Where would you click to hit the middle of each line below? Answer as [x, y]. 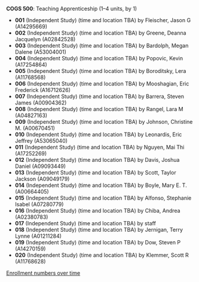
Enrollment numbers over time [43, 273]
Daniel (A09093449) [40, 166]
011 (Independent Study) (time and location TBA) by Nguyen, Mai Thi [99, 147]
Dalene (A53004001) [41, 52]
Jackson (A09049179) [42, 179]
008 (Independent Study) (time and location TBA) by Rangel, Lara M [99, 109]
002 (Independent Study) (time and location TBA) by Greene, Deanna [100, 33]
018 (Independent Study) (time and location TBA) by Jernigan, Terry [99, 230]
